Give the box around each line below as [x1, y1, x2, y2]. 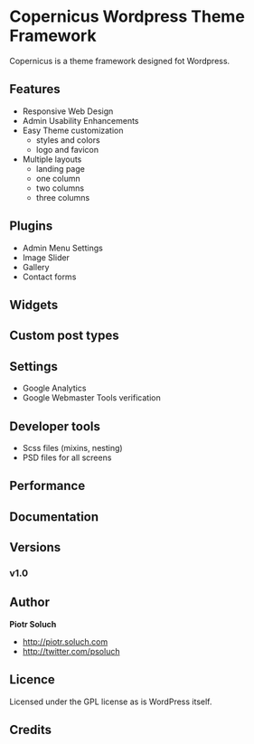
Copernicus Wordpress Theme [9, 6, 246, 27]
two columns [35, 183, 84, 193]
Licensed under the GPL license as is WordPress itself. [9, 696, 212, 707]
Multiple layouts [22, 154, 82, 165]
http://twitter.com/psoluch [22, 645, 120, 656]
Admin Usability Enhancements [22, 115, 139, 126]
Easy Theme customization [22, 125, 124, 136]
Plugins [9, 219, 53, 234]
